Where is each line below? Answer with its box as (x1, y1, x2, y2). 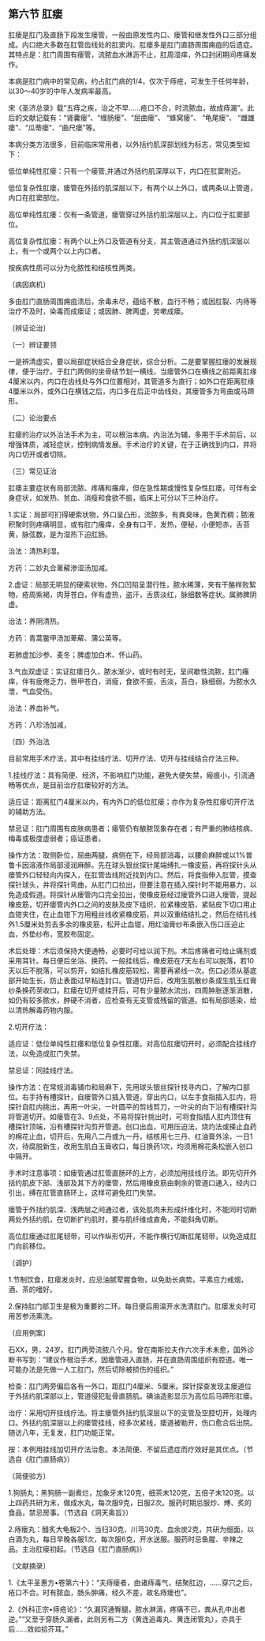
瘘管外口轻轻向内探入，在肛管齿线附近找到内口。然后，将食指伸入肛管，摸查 (8, 869, 257, 879)
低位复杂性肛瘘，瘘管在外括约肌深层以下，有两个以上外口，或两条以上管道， (8, 182, 257, 192)
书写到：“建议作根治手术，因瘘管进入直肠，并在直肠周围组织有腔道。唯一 (14, 1354, 254, 1364)
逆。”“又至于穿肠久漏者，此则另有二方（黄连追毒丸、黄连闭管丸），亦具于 (8, 1614, 243, 1624)
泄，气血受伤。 (8, 686, 57, 696)
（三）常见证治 (8, 466, 57, 475)
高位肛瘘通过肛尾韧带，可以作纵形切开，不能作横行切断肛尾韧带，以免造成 (8, 1231, 250, 1241)
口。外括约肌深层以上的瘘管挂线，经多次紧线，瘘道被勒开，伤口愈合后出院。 (8, 1418, 257, 1427)
